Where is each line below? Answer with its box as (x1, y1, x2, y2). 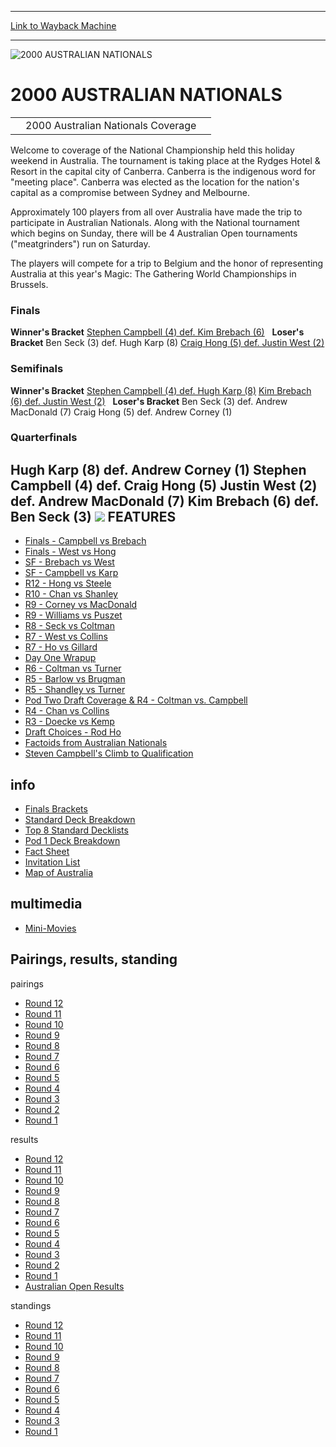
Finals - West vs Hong (24, 546, 117, 558)
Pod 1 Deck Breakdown (24, 835, 121, 847)
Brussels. (10, 278, 49, 290)
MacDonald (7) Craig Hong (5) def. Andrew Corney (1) (10, 406, 233, 418)
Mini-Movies (24, 922, 77, 934)
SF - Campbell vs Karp (24, 567, 119, 579)
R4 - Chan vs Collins (24, 705, 110, 717)
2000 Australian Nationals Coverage (25, 118, 197, 132)
